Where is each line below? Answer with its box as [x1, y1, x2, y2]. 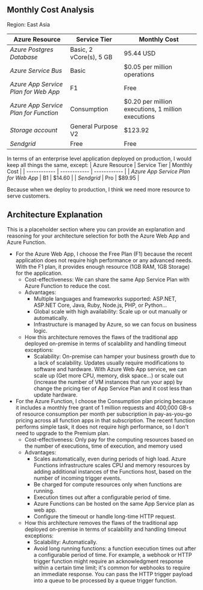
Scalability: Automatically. [33, 538, 98, 545]
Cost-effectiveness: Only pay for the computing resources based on [24, 436, 195, 443]
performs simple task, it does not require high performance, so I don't [15, 423, 189, 430]
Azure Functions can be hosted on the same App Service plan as [33, 500, 195, 507]
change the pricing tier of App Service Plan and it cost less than [33, 384, 192, 392]
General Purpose [70, 122, 118, 130]
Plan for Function [10, 108, 59, 117]
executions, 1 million [123, 105, 183, 113]
